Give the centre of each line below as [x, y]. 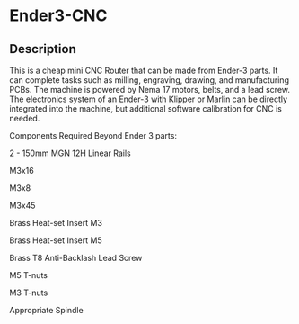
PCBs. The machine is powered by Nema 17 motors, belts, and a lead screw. [149, 90]
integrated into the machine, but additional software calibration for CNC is [146, 108]
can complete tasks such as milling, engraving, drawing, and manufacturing [149, 80]
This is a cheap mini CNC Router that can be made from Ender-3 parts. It [144, 70]
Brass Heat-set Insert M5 [56, 240]
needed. [25, 118]
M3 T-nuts [29, 292]
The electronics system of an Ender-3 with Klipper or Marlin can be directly [149, 99]
